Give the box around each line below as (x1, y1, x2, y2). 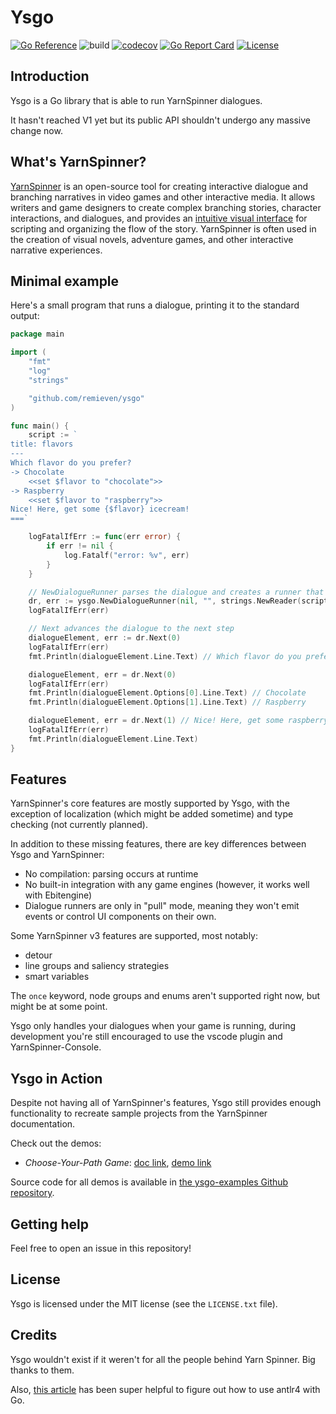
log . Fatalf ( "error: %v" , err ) (63, 550, 190, 560)
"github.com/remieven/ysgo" (28, 393, 145, 403)
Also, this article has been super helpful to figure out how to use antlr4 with (10, 1383, 321, 1395)
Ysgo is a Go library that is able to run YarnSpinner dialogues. (10, 94, 263, 106)
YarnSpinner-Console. (10, 1041, 102, 1053)
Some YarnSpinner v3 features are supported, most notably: (10, 930, 259, 942)
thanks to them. (10, 1364, 75, 1376)
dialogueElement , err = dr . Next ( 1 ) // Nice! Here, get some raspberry (28, 716, 329, 726)
